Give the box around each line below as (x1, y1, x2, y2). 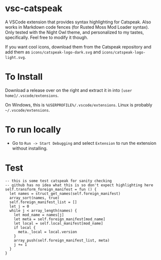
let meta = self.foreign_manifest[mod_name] (14, 217, 106, 222)
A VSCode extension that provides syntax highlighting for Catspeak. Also (5, 19, 151, 25)
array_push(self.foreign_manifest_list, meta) (14, 238, 110, 243)
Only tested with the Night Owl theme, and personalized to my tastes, (5, 29, 144, 35)
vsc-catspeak (5, 3, 62, 14)
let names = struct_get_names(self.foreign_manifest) (9, 191, 121, 196)
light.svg (5, 55, 25, 60)
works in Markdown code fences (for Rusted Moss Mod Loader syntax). (5, 24, 149, 30)
